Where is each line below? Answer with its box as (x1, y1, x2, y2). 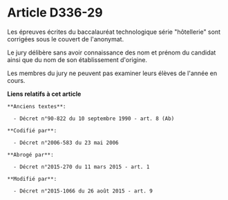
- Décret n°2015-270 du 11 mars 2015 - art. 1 (13, 163, 150, 170)
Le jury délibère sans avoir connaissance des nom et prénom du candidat (7, 48, 216, 57)
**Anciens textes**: (7, 103, 67, 110)
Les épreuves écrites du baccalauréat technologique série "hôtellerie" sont (7, 28, 221, 36)
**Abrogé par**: (7, 151, 54, 158)
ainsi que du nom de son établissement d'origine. (7, 55, 147, 63)
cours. (7, 76, 26, 84)
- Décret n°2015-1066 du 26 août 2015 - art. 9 (13, 188, 153, 194)
